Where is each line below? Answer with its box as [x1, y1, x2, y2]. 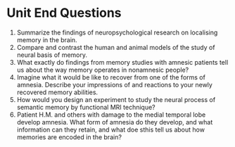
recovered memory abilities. [16, 88, 99, 96]
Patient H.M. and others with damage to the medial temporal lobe [16, 110, 206, 119]
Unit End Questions [6, 5, 122, 21]
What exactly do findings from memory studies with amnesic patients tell [16, 58, 229, 66]
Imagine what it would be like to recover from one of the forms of [16, 72, 205, 82]
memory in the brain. [16, 35, 78, 44]
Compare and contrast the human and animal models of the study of [16, 43, 215, 51]
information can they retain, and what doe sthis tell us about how [16, 125, 205, 134]
